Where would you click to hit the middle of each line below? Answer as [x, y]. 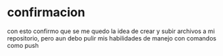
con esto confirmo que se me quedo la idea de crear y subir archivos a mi [111, 31]
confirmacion [46, 12]
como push [23, 45]
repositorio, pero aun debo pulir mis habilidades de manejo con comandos [112, 38]
